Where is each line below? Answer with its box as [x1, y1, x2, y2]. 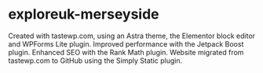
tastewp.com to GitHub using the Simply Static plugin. [8, 56, 183, 65]
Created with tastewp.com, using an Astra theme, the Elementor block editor [8, 31, 256, 40]
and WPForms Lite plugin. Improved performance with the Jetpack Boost [8, 39, 244, 48]
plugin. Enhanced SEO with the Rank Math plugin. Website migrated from [8, 47, 244, 57]
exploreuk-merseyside [8, 5, 159, 23]
